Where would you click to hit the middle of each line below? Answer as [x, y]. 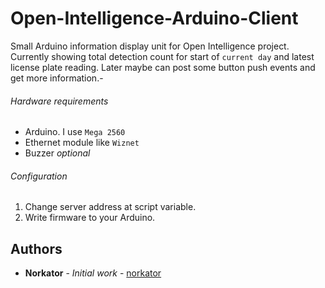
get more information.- [57, 78]
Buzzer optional [57, 153]
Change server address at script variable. [110, 207]
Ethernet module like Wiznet [82, 143]
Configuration [39, 176]
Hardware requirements [59, 101]
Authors [36, 248]
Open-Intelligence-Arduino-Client [154, 18]
